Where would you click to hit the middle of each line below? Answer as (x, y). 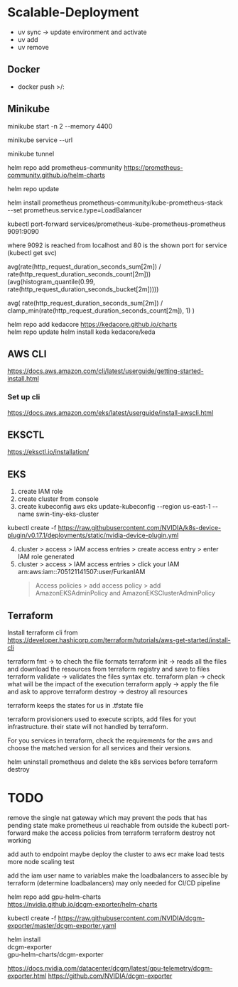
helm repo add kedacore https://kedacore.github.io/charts (92, 324)
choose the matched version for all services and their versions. (99, 748)
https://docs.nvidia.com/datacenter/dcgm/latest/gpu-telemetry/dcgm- (110, 969)
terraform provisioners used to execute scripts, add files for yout (102, 719)
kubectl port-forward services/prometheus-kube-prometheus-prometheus (117, 224)
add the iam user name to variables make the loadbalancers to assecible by (118, 875)
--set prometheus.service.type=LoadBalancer (75, 210)
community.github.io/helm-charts (56, 175)
